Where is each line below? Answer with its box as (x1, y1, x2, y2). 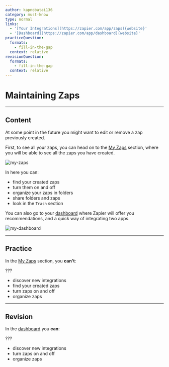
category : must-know (5, 12, 49, 17)
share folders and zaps (12, 195, 60, 201)
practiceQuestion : (5, 36, 44, 41)
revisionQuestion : (5, 54, 44, 59)
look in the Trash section (12, 200, 64, 206)
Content (5, 116, 32, 125)
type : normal (5, 17, 33, 22)
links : (5, 21, 19, 27)
